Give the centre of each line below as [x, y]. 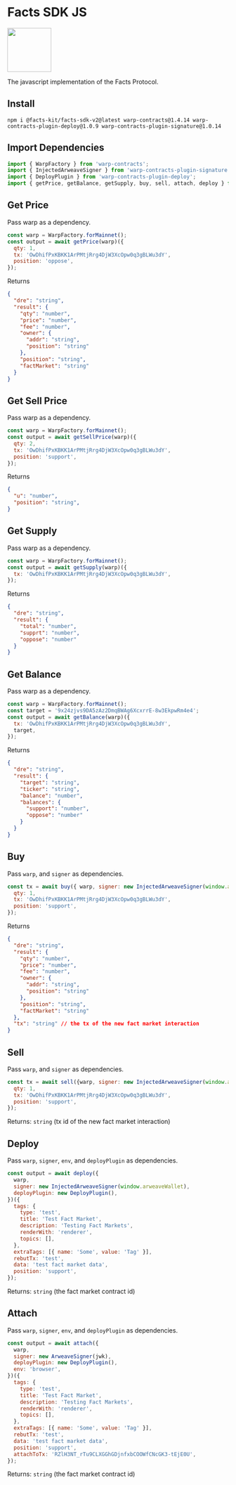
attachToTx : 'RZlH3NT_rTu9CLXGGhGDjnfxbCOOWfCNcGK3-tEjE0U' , [105, 1454]
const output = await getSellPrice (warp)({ [72, 437]
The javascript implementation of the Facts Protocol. [83, 81]
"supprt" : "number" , [50, 633]
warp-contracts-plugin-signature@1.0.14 [161, 126]
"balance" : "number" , [51, 796]
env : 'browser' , [37, 1369]
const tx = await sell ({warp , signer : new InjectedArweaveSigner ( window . [118, 1082]
